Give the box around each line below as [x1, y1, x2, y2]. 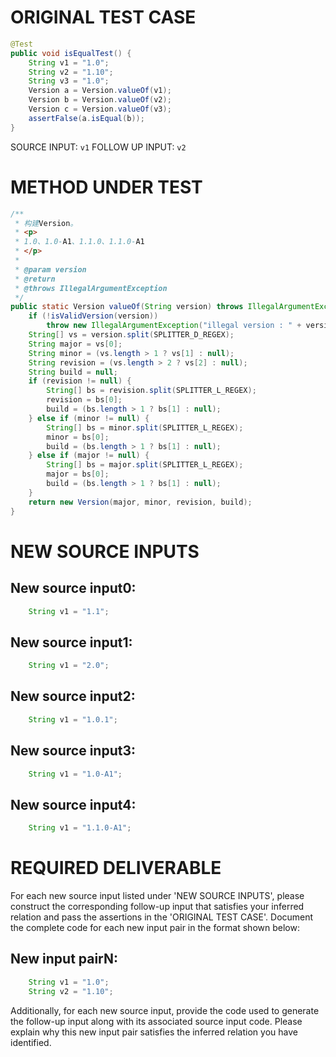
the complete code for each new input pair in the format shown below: [10, 922, 300, 934]
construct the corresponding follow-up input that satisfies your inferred [10, 901, 305, 913]
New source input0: [10, 580, 137, 597]
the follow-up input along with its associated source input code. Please [10, 1015, 303, 1027]
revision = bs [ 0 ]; [46, 395, 123, 405]
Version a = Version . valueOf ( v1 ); [28, 86, 172, 96]
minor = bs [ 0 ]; [46, 432, 110, 442]
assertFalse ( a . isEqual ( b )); [28, 113, 145, 123]
